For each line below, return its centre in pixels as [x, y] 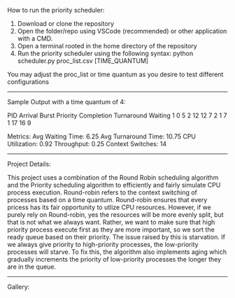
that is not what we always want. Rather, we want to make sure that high [111, 222]
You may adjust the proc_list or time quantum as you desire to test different [115, 74]
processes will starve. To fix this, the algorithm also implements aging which [117, 252]
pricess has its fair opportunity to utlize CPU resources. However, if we [109, 207]
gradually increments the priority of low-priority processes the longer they [114, 259]
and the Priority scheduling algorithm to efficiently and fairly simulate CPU [114, 185]
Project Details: [29, 164]
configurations [28, 82]
